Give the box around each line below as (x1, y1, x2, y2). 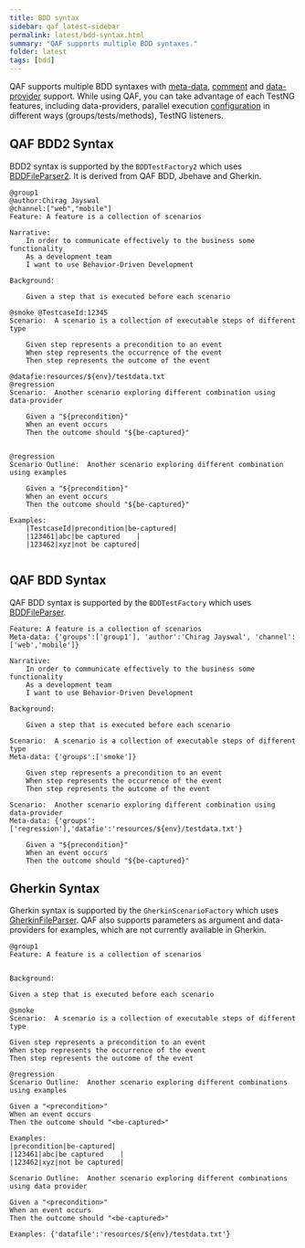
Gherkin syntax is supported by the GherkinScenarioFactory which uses (9, 905, 279, 916)
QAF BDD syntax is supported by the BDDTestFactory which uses (9, 597, 252, 608)
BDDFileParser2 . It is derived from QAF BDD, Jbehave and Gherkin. (9, 170, 262, 181)
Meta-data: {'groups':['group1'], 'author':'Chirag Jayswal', (9, 632, 251, 641)
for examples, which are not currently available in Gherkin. (47, 925, 267, 936)
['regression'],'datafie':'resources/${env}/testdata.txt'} (9, 824, 244, 833)
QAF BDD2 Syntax (9, 136, 114, 152)
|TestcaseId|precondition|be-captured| (26, 524, 178, 533)
